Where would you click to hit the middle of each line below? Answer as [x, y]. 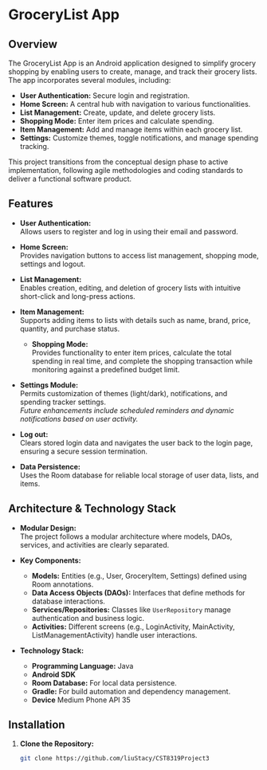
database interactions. [69, 601]
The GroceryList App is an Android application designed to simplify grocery [132, 63]
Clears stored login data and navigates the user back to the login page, [136, 442]
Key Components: [50, 560]
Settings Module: [49, 385]
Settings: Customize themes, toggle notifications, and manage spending [139, 138]
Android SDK [53, 674]
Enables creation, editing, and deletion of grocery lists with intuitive [130, 288]
